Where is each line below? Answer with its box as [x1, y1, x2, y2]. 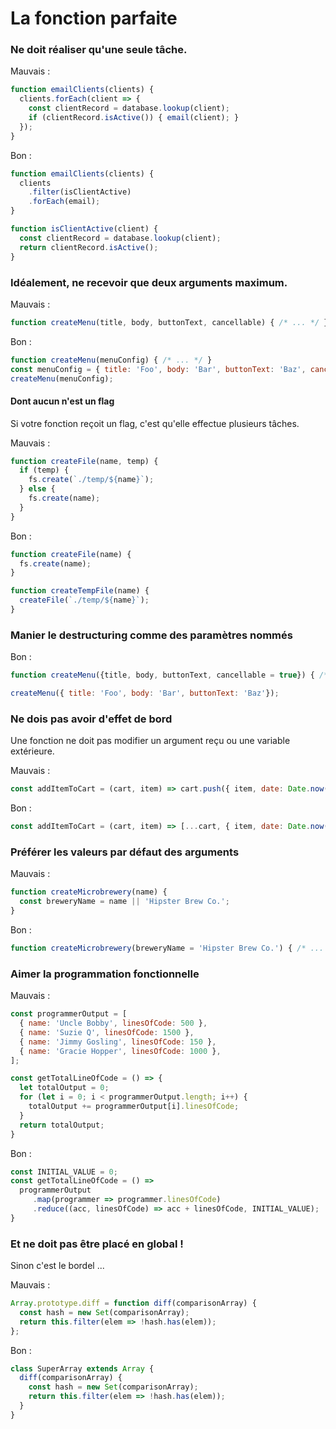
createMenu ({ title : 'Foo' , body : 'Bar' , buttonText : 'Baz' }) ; [10, 688, 280, 699]
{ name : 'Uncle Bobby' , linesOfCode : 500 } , [19, 1018, 208, 1029]
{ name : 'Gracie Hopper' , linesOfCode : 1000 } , [19, 1046, 222, 1056]
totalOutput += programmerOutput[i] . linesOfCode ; [28, 1102, 240, 1112]
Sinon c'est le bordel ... [10, 1260, 105, 1272]
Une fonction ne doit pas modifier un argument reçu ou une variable [10, 735, 291, 747]
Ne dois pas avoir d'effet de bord [10, 712, 173, 726]
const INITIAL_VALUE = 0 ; [10, 1167, 118, 1177]
